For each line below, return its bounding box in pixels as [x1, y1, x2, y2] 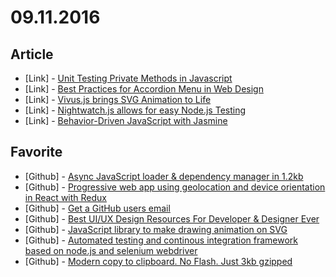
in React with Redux [24, 191, 107, 203]
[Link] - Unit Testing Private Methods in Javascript [24, 72, 233, 84]
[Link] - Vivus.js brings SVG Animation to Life [24, 94, 212, 105]
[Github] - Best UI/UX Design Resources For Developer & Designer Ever [24, 212, 320, 225]
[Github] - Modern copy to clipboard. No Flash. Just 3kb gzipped [24, 255, 293, 267]
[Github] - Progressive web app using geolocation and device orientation [24, 181, 326, 193]
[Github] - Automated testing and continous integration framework [24, 234, 299, 246]
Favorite [10, 144, 63, 161]
